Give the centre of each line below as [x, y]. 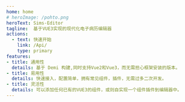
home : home [20, 12]
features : [19, 56]
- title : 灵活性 [25, 85]
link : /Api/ [32, 46]
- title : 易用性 [25, 73]
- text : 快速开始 [32, 40]
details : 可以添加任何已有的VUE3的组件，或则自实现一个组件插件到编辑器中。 [97, 90]
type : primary [35, 51]
